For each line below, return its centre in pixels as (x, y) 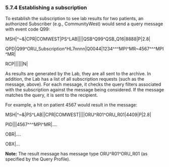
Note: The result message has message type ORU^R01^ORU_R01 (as (76, 154)
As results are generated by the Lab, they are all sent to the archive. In (78, 74)
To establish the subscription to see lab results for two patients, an (74, 19)
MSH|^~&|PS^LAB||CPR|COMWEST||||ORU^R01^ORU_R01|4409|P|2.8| (78, 115)
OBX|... (13, 144)
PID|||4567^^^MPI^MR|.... (31, 125)
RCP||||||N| (17, 64)
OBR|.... (13, 134)
